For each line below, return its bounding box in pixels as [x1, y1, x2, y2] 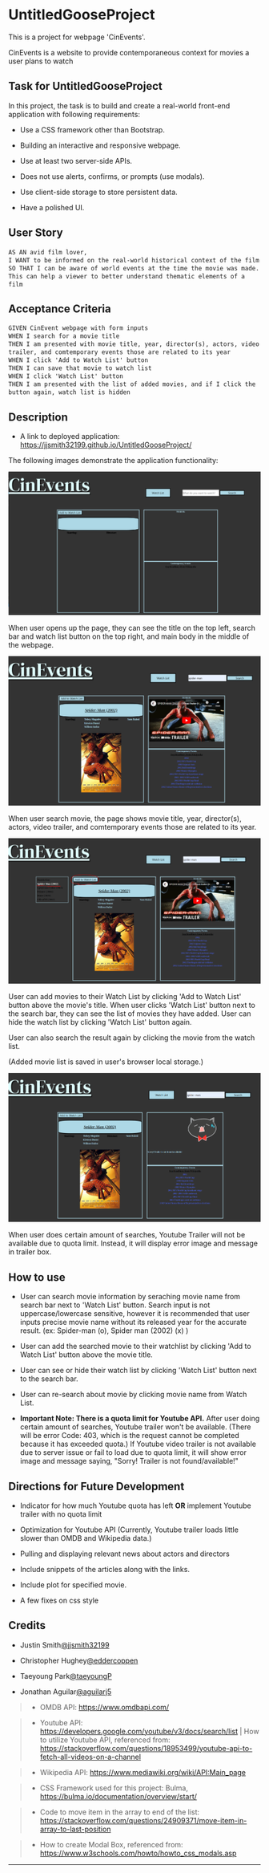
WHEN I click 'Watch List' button [8, 372, 124, 380]
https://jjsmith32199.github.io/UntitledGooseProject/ [19, 440, 192, 450]
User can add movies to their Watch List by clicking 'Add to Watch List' [8, 991, 242, 1001]
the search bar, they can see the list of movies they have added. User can [8, 1009, 251, 1018]
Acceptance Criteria [8, 302, 111, 315]
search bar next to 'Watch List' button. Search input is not [19, 1300, 211, 1310]
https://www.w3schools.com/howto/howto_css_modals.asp [39, 1848, 237, 1858]
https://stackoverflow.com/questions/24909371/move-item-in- [39, 1815, 247, 1825]
